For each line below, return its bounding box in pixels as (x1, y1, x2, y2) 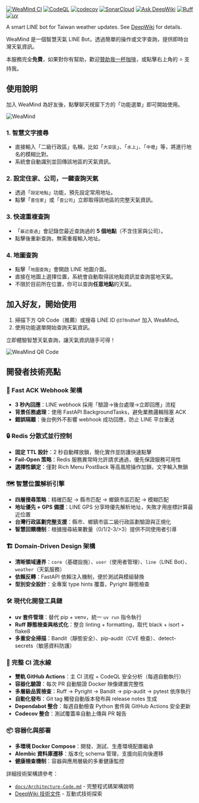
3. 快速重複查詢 (6, 212, 50, 221)
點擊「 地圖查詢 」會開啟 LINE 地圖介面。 (14, 266, 110, 272)
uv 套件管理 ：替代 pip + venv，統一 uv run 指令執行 (14, 613, 142, 620)
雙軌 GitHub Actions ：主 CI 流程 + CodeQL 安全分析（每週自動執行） (14, 672, 185, 680)
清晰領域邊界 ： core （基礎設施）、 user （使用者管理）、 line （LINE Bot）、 (14, 558, 191, 566)
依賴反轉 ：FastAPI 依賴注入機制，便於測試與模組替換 (14, 573, 144, 580)
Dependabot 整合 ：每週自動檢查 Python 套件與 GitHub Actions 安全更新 (14, 702, 191, 709)
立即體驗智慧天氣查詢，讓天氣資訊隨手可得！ (6, 336, 116, 344)
